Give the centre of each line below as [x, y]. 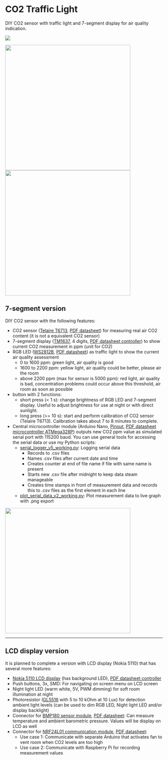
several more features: [28, 668]
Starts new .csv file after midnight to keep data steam [82, 474]
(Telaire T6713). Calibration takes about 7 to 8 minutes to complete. [89, 421]
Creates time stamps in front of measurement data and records [92, 485]
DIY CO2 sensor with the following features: [50, 321]
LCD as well [24, 726]
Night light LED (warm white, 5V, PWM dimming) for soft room [76, 689]
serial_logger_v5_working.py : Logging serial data [70, 448]
